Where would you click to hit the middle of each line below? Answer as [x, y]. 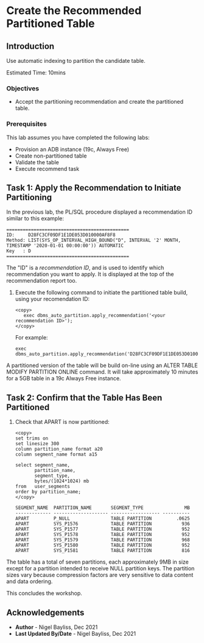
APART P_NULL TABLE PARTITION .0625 [102, 519]
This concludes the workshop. [44, 594]
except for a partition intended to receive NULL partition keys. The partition [100, 569]
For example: [31, 338]
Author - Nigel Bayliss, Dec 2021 [56, 627]
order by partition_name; [48, 492]
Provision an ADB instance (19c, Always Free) [72, 149]
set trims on [32, 438]
